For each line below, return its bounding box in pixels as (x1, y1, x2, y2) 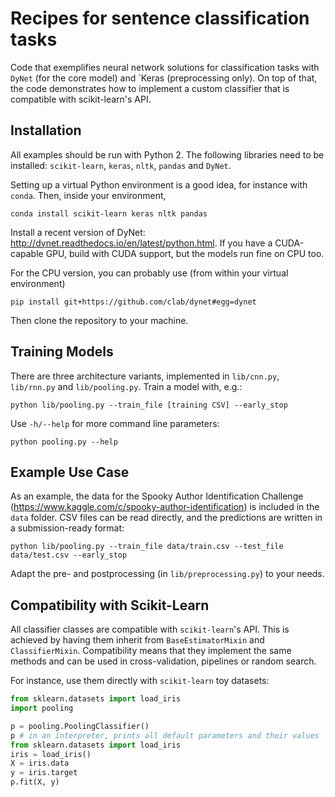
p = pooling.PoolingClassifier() (10, 721, 150, 731)
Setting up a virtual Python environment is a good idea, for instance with (10, 178, 308, 191)
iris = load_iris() (10, 749, 92, 759)
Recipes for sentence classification (10, 7, 310, 30)
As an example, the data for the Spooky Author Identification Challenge (10, 490, 304, 502)
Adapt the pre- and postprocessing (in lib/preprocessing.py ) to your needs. (10, 568, 325, 580)
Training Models (10, 343, 114, 361)
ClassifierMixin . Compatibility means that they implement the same (10, 645, 292, 657)
